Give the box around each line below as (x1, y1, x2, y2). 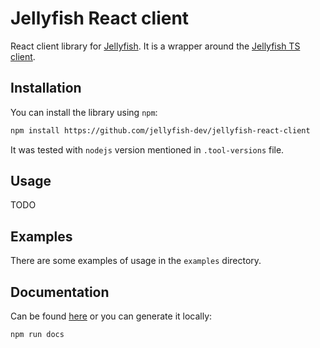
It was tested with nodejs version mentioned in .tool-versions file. (10, 143, 285, 156)
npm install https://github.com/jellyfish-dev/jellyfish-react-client (10, 125, 311, 136)
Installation (10, 80, 82, 97)
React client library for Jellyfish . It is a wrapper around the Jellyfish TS (10, 40, 301, 52)
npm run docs (10, 330, 65, 340)
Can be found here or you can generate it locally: (10, 310, 213, 322)
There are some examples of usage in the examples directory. (10, 255, 262, 267)
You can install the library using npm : (10, 106, 158, 118)
